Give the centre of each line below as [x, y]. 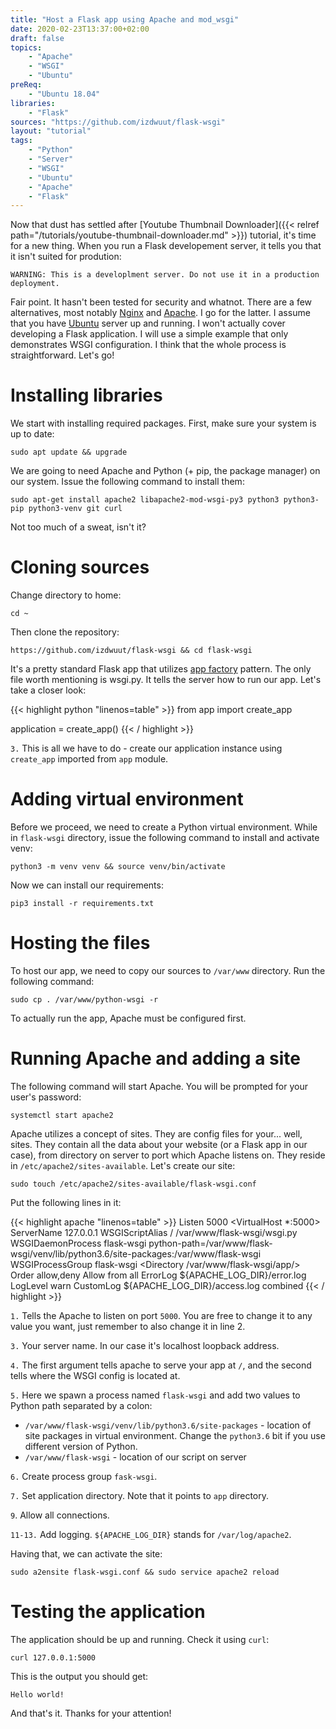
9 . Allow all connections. [60, 1515]
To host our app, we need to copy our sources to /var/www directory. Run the [168, 970]
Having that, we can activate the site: [86, 1553]
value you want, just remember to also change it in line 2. [128, 1326]
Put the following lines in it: [66, 1202]
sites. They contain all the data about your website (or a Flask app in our [159, 1144]
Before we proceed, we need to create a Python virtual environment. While [164, 827]
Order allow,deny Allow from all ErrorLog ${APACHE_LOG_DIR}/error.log [158, 1275]
